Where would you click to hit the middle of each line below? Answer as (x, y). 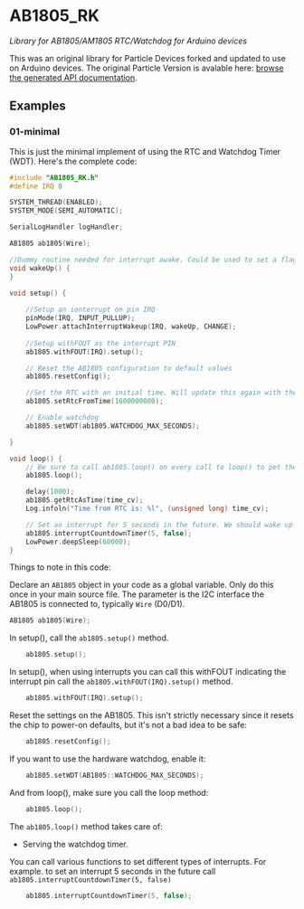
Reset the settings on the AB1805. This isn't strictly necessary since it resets (152, 715)
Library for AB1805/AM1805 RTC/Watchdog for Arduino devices (128, 41)
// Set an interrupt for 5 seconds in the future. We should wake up (160, 525)
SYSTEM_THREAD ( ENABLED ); (56, 203)
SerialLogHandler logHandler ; (66, 227)
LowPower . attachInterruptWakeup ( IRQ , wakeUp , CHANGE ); (131, 327)
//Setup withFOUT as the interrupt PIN (101, 343)
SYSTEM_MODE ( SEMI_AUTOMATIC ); (66, 211)
